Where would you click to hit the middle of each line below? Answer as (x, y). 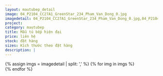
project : (14, 23)
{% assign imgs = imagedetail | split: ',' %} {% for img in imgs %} (70, 64)
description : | (20, 50)
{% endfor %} (19, 69)
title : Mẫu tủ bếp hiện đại (33, 32)
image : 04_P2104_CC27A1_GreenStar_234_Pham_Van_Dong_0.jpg (66, 14)
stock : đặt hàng (21, 41)
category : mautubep (25, 28)
